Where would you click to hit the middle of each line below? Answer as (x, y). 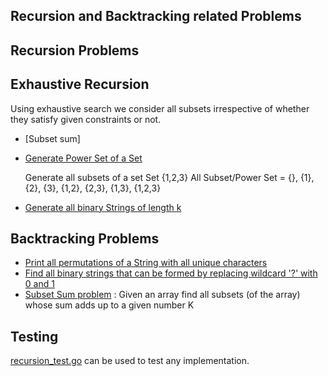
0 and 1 (39, 284)
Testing (34, 336)
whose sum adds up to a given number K (109, 305)
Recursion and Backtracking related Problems (156, 16)
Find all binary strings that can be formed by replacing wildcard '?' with (171, 273)
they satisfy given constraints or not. (86, 119)
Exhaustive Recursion (80, 84)
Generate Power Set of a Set (83, 158)
